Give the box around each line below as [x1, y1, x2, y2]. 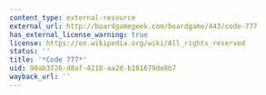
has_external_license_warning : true [9, 30, 148, 39]
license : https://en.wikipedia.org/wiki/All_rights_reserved [9, 38, 246, 48]
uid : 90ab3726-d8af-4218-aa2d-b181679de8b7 [9, 64, 177, 73]
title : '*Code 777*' [9, 55, 88, 64]
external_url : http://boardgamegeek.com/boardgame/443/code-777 [9, 22, 258, 31]
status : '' [9, 47, 51, 56]
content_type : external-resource [9, 13, 136, 23]
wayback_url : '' [9, 72, 71, 81]
